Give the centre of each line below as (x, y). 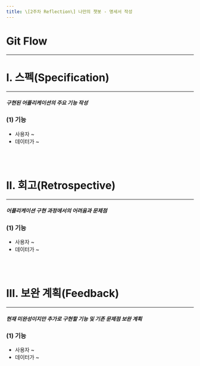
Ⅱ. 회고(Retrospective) (61, 186)
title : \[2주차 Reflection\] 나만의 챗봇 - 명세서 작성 (69, 12)
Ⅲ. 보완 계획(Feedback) (63, 294)
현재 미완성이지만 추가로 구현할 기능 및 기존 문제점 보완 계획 (74, 318)
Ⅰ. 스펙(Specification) (58, 77)
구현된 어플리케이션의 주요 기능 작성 (47, 103)
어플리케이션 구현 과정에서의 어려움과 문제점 (57, 211)
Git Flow (27, 41)
